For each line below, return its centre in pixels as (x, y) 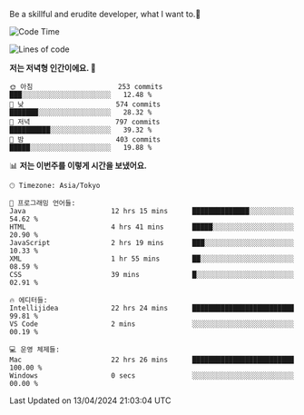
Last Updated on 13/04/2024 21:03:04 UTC (90, 400)
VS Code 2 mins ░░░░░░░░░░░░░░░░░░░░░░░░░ (152, 324)
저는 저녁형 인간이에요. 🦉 (53, 68)
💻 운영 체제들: (35, 350)
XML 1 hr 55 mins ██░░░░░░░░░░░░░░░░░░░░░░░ (152, 259)
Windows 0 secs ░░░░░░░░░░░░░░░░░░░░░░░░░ (152, 376)
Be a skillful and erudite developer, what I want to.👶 (105, 14)
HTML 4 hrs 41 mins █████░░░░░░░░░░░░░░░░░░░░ (152, 227)
